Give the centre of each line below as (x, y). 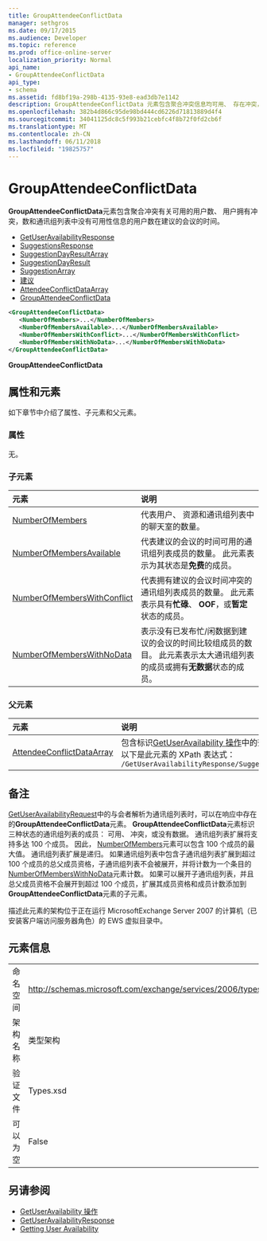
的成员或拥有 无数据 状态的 (188, 667)
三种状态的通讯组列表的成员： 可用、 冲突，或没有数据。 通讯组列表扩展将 (130, 834)
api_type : (25, 82)
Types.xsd (48, 1090)
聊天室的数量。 (176, 527)
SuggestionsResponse (56, 246)
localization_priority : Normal (60, 61)
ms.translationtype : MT (48, 127)
